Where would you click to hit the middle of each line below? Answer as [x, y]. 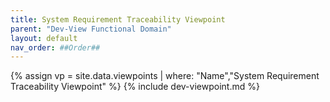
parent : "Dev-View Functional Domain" [91, 29]
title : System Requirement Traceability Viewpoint [118, 19]
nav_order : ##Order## [55, 47]
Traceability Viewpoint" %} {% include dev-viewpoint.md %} [135, 87]
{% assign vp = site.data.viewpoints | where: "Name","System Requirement [165, 76]
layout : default [44, 38]
